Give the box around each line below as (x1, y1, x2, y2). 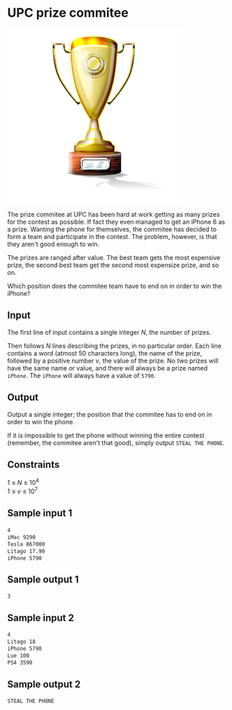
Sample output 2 (7, 678, 81, 690)
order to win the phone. (7, 417, 75, 426)
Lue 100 (7, 652, 30, 660)
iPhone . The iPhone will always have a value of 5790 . (7, 371, 156, 379)
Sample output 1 (7, 573, 79, 585)
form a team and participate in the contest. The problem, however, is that (7, 232, 217, 240)
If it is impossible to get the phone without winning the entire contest (7, 431, 205, 440)
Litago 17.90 (7, 547, 45, 555)
